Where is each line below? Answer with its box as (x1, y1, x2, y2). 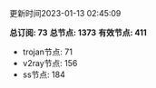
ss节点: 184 (22, 69, 65, 80)
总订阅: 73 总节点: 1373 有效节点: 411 (9, 27, 147, 38)
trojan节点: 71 (22, 46, 73, 57)
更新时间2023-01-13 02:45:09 (9, 8, 122, 18)
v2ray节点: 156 (22, 58, 78, 68)
